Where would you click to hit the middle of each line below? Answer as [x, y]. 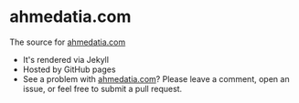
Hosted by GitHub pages [69, 69]
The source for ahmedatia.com [68, 42]
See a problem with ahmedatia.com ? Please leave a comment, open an [156, 78]
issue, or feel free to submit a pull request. [102, 88]
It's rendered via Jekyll [66, 59]
